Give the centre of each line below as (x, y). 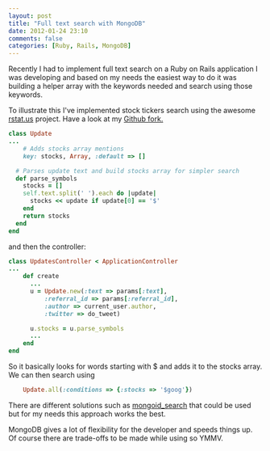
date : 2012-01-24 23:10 (48, 31)
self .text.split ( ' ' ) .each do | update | (90, 194)
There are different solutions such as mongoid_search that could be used (130, 405)
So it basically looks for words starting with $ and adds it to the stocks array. (135, 366)
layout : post (30, 16)
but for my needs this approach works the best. (87, 414)
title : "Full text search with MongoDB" (77, 23)
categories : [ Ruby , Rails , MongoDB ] (70, 46)
